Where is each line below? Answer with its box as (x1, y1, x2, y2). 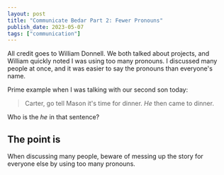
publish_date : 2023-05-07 (7, 23, 84, 30)
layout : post (7, 10, 46, 18)
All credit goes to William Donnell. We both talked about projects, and (7, 49, 210, 58)
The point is (7, 133, 61, 145)
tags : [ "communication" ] (7, 30, 81, 37)
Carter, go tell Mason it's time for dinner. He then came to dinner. (24, 99, 215, 108)
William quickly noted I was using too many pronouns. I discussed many (7, 57, 218, 66)
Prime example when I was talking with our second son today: (7, 85, 189, 94)
